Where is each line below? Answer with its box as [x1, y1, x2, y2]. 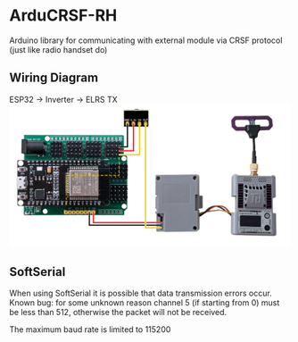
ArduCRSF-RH [9, 5, 118, 26]
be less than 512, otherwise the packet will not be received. [9, 307, 228, 317]
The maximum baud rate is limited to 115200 [9, 324, 171, 335]
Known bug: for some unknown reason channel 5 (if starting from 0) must [9, 297, 280, 308]
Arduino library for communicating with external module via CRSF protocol [9, 35, 283, 46]
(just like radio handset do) [9, 44, 108, 54]
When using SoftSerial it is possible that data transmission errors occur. [9, 288, 272, 298]
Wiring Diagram [9, 71, 99, 86]
